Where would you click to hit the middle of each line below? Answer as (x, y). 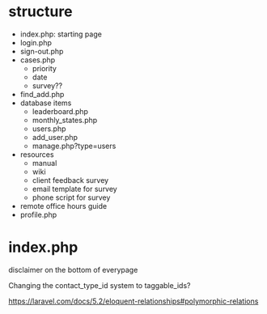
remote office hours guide (64, 206)
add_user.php (55, 137)
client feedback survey (70, 180)
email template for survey (74, 189)
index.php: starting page (61, 34)
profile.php (38, 214)
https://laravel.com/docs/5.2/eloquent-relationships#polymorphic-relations (133, 301)
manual (44, 163)
